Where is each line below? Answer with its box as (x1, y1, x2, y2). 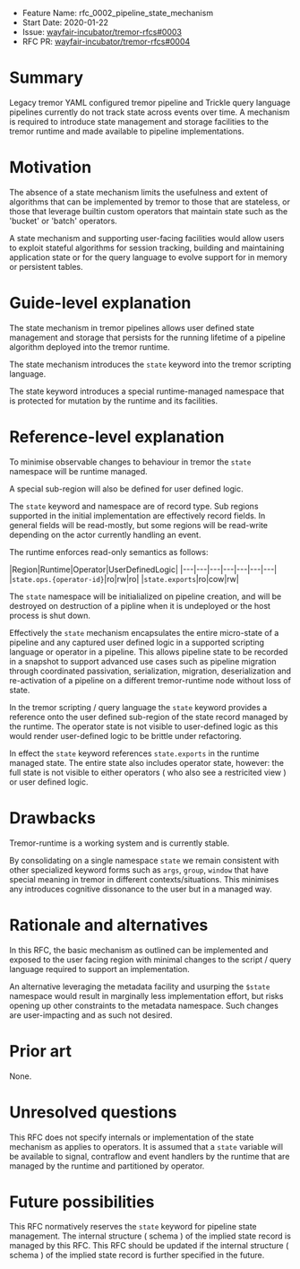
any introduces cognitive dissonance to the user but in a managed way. (9, 883, 273, 894)
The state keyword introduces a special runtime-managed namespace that (9, 386, 285, 396)
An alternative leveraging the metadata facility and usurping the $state (9, 981, 270, 992)
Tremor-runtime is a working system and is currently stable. (9, 838, 230, 848)
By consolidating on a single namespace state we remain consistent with (9, 855, 279, 865)
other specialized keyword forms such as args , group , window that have (9, 865, 269, 875)
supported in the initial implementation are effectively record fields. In (9, 510, 266, 521)
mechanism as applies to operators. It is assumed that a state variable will (9, 1141, 284, 1152)
